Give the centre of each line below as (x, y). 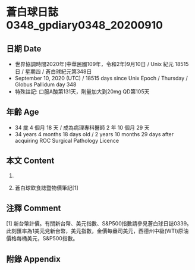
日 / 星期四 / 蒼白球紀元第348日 (53, 71)
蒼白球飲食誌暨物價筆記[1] (46, 187)
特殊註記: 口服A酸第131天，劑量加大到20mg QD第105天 (82, 92)
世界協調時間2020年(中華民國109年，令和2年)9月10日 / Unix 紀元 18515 (102, 64)
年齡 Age (23, 112)
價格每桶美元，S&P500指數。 (42, 238)
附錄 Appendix (33, 259)
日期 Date (24, 48)
